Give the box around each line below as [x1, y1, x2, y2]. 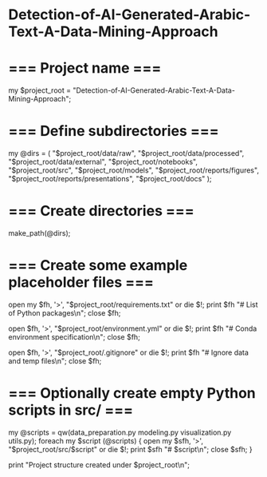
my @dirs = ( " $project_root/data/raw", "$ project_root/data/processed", [8, 149, 245, 158]
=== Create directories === [8, 202, 194, 221]
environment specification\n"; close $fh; [8, 332, 141, 341]
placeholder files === [8, 273, 154, 292]
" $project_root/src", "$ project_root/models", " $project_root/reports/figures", [8, 165, 259, 175]
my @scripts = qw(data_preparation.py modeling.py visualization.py [8, 427, 232, 437]
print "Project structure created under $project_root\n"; [8, 459, 190, 469]
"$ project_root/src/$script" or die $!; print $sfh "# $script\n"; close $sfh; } [8, 444, 253, 454]
